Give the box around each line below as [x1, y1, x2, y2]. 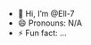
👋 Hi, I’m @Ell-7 [17, 9, 75, 19]
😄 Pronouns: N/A [17, 18, 83, 28]
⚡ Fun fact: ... [17, 27, 67, 38]
